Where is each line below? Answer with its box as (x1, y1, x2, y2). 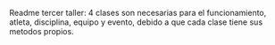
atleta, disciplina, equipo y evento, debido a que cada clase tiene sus (9, 17, 263, 27)
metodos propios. (9, 26, 74, 36)
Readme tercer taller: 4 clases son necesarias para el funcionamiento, (9, 8, 267, 18)
